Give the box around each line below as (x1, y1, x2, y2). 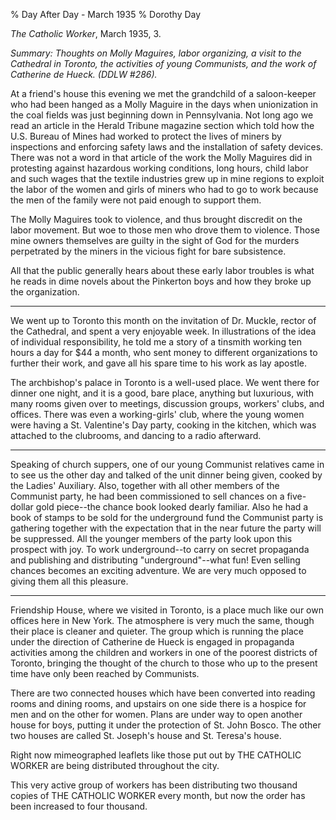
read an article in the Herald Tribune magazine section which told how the (10, 120, 315, 131)
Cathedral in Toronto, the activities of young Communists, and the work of (10, 58, 317, 69)
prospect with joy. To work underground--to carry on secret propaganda (10, 544, 310, 555)
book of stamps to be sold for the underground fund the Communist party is (10, 512, 324, 523)
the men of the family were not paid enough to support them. (10, 194, 262, 206)
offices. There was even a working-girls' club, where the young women (10, 409, 305, 420)
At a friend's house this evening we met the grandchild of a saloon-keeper (10, 88, 317, 99)
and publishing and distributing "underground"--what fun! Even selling (10, 554, 301, 566)
